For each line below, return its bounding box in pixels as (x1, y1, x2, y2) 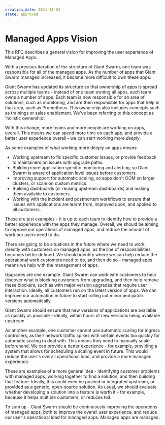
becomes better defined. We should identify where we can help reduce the (5, 252, 158, 258)
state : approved (5, 12, 38, 17)
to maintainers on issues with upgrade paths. (12, 159, 104, 165)
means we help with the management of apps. (5, 262, 99, 268)
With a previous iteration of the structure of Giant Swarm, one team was (5, 64, 151, 70)
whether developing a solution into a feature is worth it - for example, (5, 389, 145, 395)
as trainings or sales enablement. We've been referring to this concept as (5, 110, 154, 116)
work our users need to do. (5, 232, 60, 238)
